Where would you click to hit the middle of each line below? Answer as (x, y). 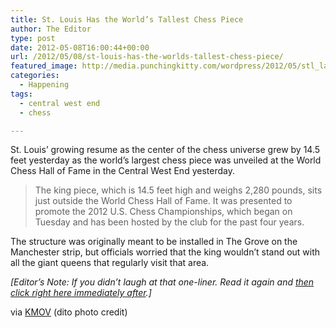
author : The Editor (51, 29)
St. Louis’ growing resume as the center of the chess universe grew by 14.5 (165, 150)
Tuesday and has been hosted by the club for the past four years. (169, 222)
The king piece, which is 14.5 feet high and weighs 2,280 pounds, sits (178, 190)
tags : (21, 94)
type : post (33, 38)
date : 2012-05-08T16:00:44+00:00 (80, 47)
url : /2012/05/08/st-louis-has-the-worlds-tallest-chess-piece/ (147, 57)
